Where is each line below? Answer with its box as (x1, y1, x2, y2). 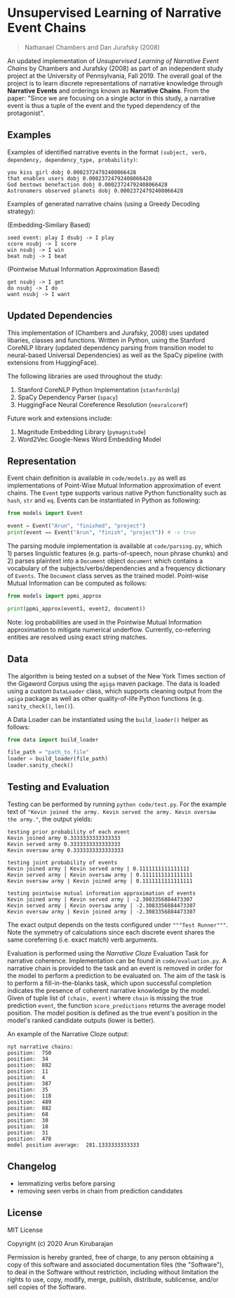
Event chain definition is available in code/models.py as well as (7, 474, 187, 482)
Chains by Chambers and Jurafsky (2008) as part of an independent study (7, 64, 223, 72)
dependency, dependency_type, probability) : (7, 155, 138, 163)
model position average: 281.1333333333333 (7, 1142, 140, 1149)
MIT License (7, 1226, 43, 1234)
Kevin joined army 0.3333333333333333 (7, 834, 121, 841)
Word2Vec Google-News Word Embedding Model (17, 435, 161, 443)
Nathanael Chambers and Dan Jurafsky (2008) (24, 43, 160, 51)
